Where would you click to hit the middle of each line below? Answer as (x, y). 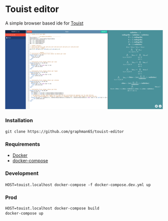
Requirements (23, 144)
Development (22, 173)
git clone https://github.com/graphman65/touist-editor (64, 132)
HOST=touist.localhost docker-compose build (52, 208)
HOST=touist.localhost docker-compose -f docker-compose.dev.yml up (78, 185)
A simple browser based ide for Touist (44, 23)
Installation (19, 120)
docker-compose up (24, 213)
